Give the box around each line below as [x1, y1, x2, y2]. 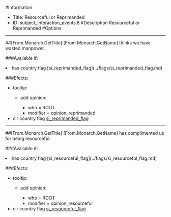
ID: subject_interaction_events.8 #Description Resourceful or [12, 20, 140, 26]
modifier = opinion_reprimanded [27, 110, 96, 116]
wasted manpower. [5, 45, 45, 51]
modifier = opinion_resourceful [27, 200, 93, 206]
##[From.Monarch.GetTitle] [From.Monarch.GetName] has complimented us [5, 130, 164, 136]
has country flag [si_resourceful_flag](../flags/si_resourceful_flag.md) [12, 155, 157, 161]
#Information [5, 5, 33, 10]
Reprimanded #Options [12, 25, 62, 31]
